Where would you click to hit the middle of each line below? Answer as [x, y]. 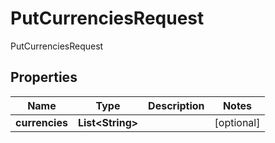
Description [176, 105]
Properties [44, 77]
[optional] [237, 122]
